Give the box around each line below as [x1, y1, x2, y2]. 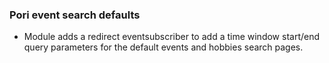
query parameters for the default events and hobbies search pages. [23, 41, 304, 53]
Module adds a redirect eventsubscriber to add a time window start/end [23, 31, 321, 43]
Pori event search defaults [9, 8, 141, 22]
